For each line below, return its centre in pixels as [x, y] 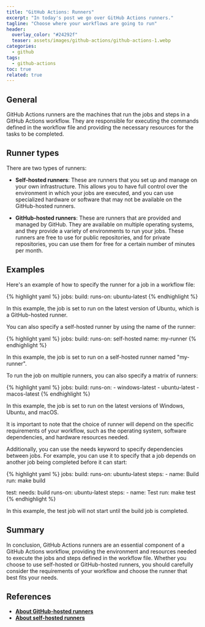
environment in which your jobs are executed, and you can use [94, 193]
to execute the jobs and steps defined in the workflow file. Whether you [96, 558]
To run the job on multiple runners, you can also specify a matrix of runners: [102, 375]
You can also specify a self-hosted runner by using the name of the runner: [101, 326]
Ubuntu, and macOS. [33, 412]
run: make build [26, 480]
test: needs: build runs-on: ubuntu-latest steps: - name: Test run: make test [101, 492]
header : [16, 29]
